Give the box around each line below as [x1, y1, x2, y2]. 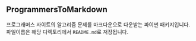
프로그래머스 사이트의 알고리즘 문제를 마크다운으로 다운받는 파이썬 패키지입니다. [6, 20, 191, 28]
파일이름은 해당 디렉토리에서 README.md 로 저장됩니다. [6, 28, 129, 35]
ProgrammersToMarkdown [6, 5, 108, 15]
